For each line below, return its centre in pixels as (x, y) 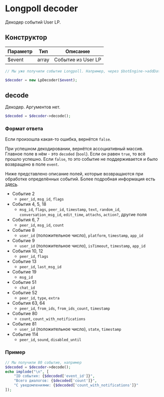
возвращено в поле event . (32, 164)
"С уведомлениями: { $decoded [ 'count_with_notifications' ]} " (76, 385)
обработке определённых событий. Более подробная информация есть (80, 179)
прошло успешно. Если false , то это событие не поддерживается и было (82, 159)
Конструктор (26, 37)
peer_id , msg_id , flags (42, 199)
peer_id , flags (34, 256)
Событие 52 (25, 293)
